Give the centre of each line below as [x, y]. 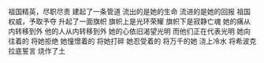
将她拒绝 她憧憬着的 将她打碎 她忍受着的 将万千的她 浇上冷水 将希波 [140, 41]
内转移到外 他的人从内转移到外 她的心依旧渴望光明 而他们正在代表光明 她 [126, 31]
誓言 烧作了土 [43, 51]
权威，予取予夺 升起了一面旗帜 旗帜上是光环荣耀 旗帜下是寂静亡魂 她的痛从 [129, 21]
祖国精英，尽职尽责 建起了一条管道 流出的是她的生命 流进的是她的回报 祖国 [129, 11]
